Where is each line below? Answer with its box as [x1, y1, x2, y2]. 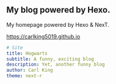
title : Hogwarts [6, 50, 48, 57]
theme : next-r [6, 73, 43, 79]
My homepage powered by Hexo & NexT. [6, 21, 110, 28]
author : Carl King [6, 67, 53, 74]
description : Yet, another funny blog [6, 61, 105, 68]
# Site [6, 44, 23, 51]
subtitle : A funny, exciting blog [6, 56, 95, 62]
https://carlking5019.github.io [6, 33, 81, 40]
